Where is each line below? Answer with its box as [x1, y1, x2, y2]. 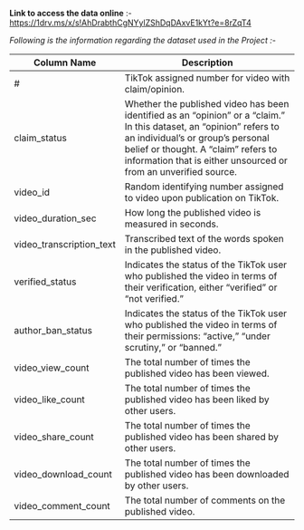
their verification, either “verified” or [124, 281, 278, 294]
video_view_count [14, 361, 90, 374]
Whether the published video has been [124, 98, 290, 110]
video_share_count [14, 430, 95, 443]
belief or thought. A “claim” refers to [124, 143, 278, 155]
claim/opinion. [124, 83, 185, 95]
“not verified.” [124, 293, 184, 304]
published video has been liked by [124, 393, 270, 406]
